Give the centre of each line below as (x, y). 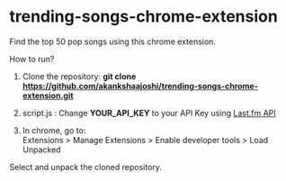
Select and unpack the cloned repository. (85, 167)
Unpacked (41, 149)
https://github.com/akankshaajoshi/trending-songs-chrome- (140, 86)
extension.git (48, 95)
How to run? (32, 59)
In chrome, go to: (54, 130)
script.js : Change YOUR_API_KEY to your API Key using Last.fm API (149, 113)
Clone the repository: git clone (79, 76)
